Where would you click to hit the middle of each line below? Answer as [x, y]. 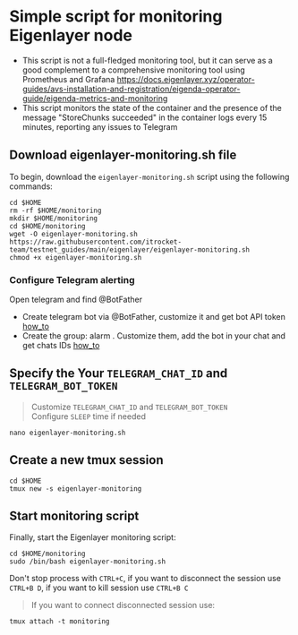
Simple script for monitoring [116, 17]
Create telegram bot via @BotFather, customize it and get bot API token [154, 317]
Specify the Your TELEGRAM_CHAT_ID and [119, 373]
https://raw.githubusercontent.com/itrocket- [95, 242]
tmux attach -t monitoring [60, 622]
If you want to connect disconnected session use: [123, 605]
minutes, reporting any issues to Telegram [100, 126]
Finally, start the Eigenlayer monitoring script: [93, 537]
